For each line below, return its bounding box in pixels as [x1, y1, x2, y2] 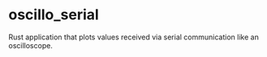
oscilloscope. [8, 40, 53, 50]
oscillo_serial [8, 6, 99, 24]
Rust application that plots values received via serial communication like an [8, 32, 260, 42]
